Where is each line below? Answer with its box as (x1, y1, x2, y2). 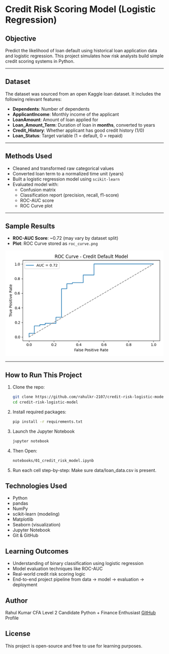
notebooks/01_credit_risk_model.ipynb (12, 458, 94, 463)
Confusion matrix (20, 186, 56, 193)
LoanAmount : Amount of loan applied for (12, 117, 99, 123)
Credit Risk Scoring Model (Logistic (5, 4, 156, 15)
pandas (12, 500, 29, 506)
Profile (5, 615, 19, 621)
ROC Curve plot (20, 203, 53, 209)
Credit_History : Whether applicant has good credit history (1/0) (12, 127, 144, 133)
